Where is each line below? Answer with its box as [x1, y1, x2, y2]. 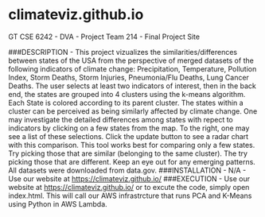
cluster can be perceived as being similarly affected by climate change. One [8, 106, 258, 116]
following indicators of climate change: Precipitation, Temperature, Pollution [8, 64, 257, 73]
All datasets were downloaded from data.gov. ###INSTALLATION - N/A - [8, 165, 247, 175]
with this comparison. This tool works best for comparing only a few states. [8, 140, 255, 149]
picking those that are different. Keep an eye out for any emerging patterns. [8, 157, 256, 166]
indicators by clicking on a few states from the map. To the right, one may [8, 123, 250, 133]
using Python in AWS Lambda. [8, 199, 107, 208]
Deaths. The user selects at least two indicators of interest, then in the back [8, 81, 256, 91]
